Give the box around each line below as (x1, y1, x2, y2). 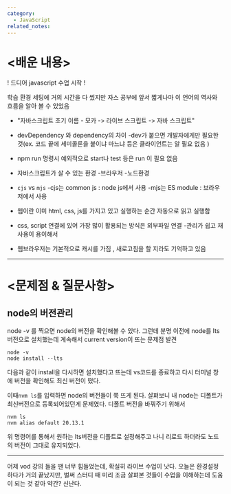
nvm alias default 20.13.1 (7, 420, 85, 427)
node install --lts (7, 355, 63, 362)
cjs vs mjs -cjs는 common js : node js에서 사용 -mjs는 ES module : (16, 184, 202, 192)
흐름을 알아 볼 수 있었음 (7, 102, 70, 110)
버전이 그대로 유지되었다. (14, 441, 81, 449)
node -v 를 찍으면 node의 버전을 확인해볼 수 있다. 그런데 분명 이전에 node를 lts (7, 327, 220, 335)
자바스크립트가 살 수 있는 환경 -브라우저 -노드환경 (16, 169, 150, 178)
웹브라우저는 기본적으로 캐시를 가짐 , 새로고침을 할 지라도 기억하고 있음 (16, 245, 206, 253)
